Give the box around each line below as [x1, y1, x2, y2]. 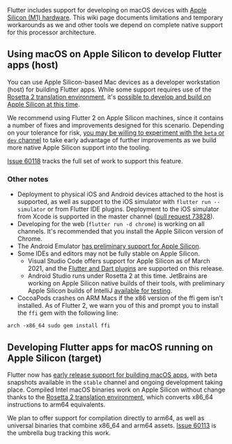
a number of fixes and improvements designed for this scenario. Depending [7, 121, 224, 129]
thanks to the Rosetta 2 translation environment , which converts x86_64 [7, 392, 214, 401]
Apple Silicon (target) [7, 352, 102, 364]
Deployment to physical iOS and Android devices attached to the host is [17, 190, 224, 198]
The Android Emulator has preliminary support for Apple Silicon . [17, 242, 201, 251]
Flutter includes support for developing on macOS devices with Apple [7, 6, 207, 14]
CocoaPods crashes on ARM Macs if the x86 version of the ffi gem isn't [17, 294, 224, 302]
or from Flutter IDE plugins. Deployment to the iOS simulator [47, 205, 219, 214]
